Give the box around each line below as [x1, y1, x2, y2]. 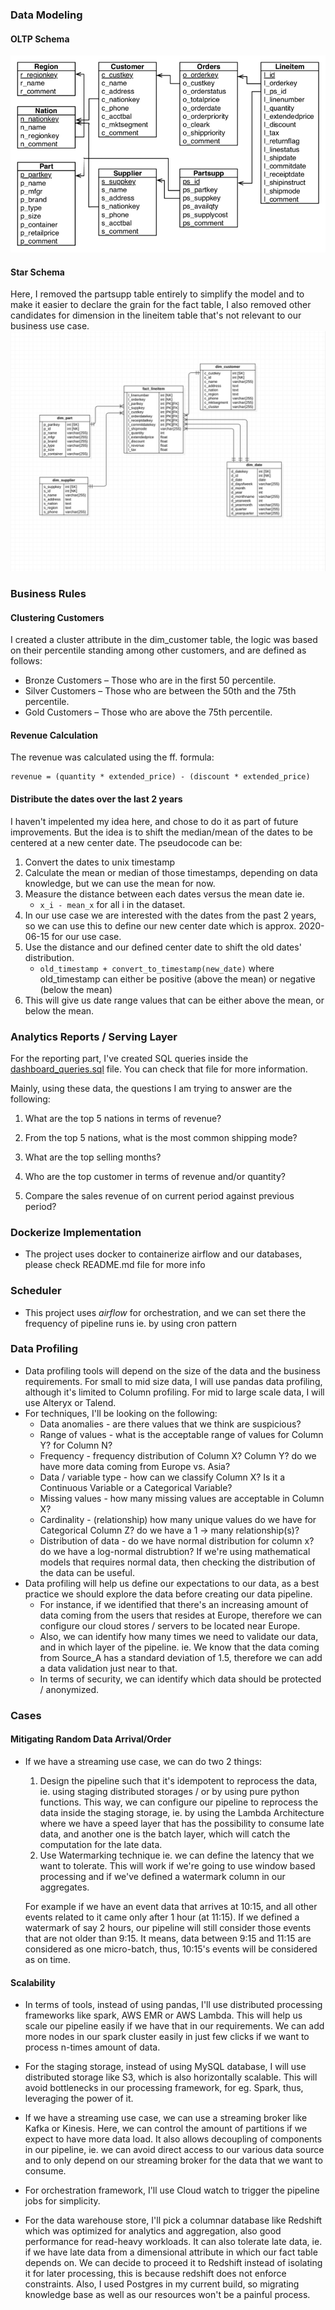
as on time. [24, 1953, 72, 1965]
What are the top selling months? [24, 1151, 162, 1163]
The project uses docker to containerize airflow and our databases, [24, 1248, 303, 1260]
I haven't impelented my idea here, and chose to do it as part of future [10, 815, 299, 827]
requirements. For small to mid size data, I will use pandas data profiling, [24, 1375, 323, 1387]
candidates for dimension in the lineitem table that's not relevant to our [10, 309, 302, 322]
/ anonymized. [39, 1683, 99, 1695]
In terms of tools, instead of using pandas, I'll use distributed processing [24, 1999, 323, 2011]
